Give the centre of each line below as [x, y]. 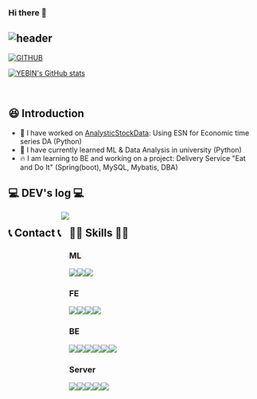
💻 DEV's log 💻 [47, 193]
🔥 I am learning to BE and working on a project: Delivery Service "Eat [133, 158]
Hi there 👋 [28, 13]
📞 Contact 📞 [35, 233]
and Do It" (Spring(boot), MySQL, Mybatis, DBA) [99, 167]
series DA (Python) [51, 141]
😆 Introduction [47, 113]
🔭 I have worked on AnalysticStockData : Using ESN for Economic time [134, 133]
